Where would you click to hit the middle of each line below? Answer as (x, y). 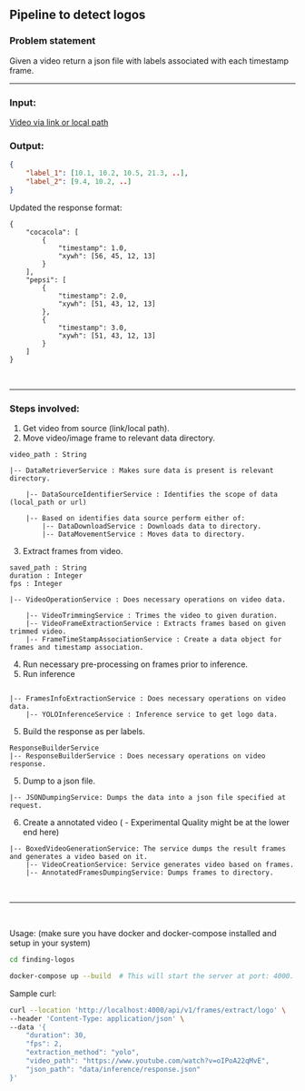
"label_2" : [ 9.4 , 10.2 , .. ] (79, 182)
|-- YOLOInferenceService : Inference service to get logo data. (152, 715)
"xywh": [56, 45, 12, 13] (107, 256)
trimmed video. (38, 631)
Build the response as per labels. (84, 732)
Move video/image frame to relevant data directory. (118, 438)
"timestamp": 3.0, (93, 328)
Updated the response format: (66, 207)
